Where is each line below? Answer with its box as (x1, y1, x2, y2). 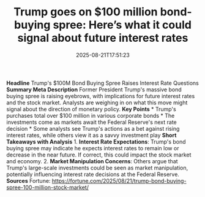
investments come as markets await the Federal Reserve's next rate (6, 118, 177, 126)
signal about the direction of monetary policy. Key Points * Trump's (6, 105, 176, 112)
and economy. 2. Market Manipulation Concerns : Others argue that (6, 157, 179, 164)
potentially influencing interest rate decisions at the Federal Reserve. (6, 171, 179, 178)
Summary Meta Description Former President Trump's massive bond (6, 85, 182, 93)
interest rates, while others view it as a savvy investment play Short (6, 131, 177, 139)
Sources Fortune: (6, 177, 51, 184)
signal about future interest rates (17, 31, 188, 45)
